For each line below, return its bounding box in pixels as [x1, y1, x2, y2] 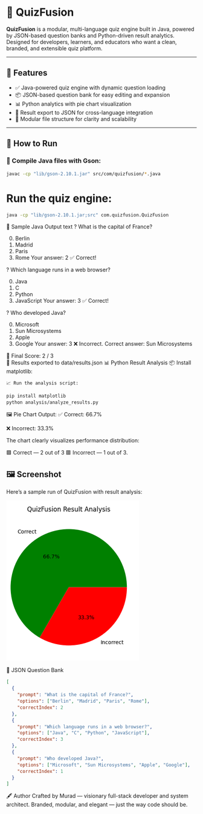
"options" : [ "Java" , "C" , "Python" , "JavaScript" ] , [17, 730, 150, 736]
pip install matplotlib [6, 393, 66, 399]
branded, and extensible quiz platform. [6, 45, 103, 52]
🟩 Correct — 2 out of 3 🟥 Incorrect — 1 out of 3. [6, 448, 128, 456]
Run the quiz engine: [6, 192, 112, 205]
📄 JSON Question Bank [6, 667, 64, 674]
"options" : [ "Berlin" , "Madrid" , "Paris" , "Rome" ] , [17, 698, 150, 705]
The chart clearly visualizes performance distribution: [6, 436, 140, 444]
